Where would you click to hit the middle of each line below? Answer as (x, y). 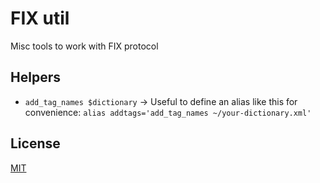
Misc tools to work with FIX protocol (84, 46)
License (35, 143)
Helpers (35, 77)
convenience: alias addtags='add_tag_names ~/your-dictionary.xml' (168, 112)
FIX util (40, 18)
